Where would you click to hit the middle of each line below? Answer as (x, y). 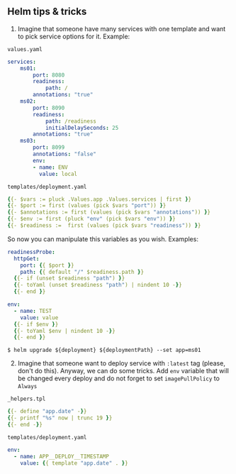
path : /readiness (71, 121)
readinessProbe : (31, 252)
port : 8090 (49, 108)
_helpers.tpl (27, 399)
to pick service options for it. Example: (74, 36)
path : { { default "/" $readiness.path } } (82, 272)
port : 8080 (49, 75)
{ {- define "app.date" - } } (47, 412)
